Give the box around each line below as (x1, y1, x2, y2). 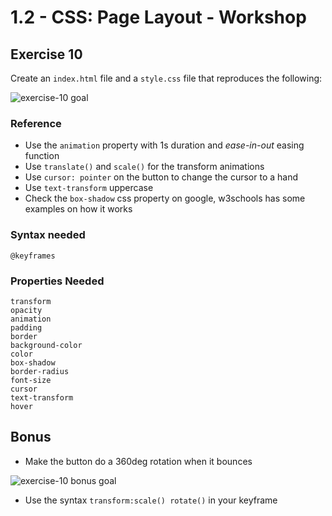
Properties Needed (10, 274, 105, 288)
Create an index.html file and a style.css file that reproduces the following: (10, 72, 323, 84)
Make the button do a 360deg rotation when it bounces (24, 455, 253, 467)
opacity (10, 305, 43, 315)
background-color (10, 340, 83, 350)
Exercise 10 (10, 46, 83, 63)
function (24, 150, 60, 162)
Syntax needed (10, 228, 86, 242)
